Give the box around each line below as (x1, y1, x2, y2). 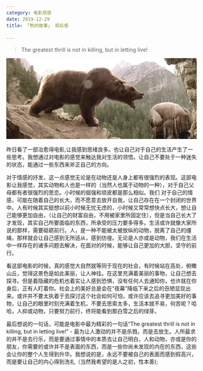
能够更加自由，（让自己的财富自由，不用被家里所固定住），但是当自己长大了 (11, 211, 197, 219)
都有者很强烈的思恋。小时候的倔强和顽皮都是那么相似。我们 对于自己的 (11, 189, 188, 196)
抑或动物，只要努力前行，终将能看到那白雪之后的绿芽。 (22, 308, 160, 315)
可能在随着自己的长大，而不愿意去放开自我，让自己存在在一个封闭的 (16, 196, 186, 204)
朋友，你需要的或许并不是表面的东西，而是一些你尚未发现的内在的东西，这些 (6, 343, 197, 350)
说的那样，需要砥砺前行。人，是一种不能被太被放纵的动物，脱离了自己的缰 (6, 227, 192, 234)
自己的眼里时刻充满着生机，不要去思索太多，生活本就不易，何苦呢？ (22, 300, 192, 308)
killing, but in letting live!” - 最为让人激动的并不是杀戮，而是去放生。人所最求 (6, 328, 196, 335)
